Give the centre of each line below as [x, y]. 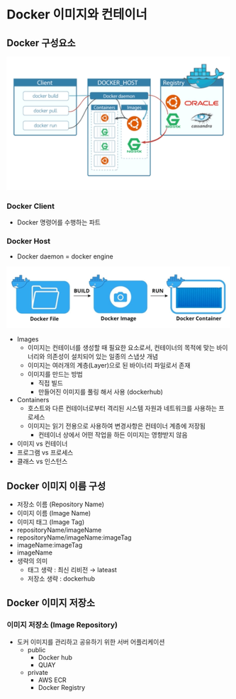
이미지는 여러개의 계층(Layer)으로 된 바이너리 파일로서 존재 [109, 365]
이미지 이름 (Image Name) [54, 513]
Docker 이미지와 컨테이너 [77, 15]
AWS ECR [52, 680]
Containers [33, 400]
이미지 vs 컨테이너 [42, 444]
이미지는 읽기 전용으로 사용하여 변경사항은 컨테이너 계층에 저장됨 [117, 426]
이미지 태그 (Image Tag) [51, 522]
